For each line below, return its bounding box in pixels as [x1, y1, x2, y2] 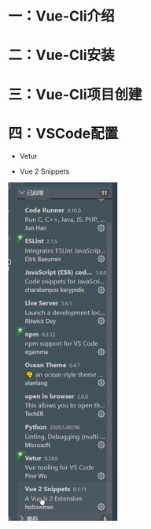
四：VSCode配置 [8, 124, 119, 142]
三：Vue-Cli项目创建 [8, 85, 143, 103]
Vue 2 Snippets [19, 167, 70, 176]
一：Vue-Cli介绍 [8, 7, 116, 25]
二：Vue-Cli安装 [8, 47, 116, 64]
